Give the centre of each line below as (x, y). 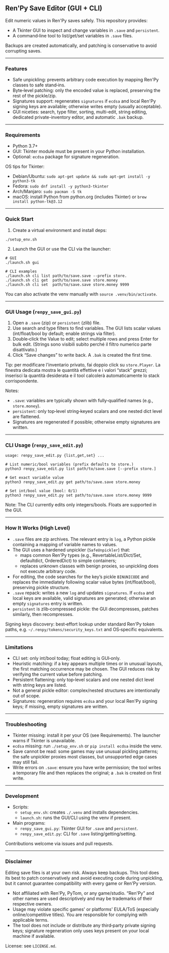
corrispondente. (22, 381)
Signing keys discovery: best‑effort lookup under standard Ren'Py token (80, 624)
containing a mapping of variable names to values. (65, 544)
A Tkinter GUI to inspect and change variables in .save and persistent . (86, 30)
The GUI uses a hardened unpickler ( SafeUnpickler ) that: (71, 550)
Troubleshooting (26, 724)
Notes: (12, 391)
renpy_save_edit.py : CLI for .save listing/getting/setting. (78, 834)
